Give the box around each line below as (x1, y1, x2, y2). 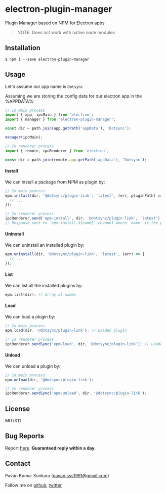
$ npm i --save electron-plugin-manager (5, 57, 90, 62)
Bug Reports (5, 432, 44, 441)
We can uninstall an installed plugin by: (5, 242, 84, 248)
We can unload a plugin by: (5, 363, 61, 369)
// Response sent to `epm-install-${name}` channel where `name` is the (5, 221, 158, 225)
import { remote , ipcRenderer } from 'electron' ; (5, 148, 110, 153)
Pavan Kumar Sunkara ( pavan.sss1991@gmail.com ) (5, 472, 110, 478)
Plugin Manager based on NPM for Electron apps (5, 20, 105, 26)
